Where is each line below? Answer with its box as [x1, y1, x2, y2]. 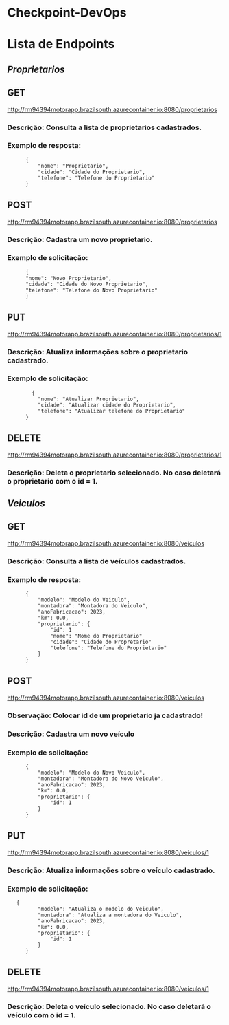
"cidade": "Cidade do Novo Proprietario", [25, 281, 149, 288]
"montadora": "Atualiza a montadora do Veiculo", [37, 911, 183, 918]
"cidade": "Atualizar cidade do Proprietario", [37, 401, 176, 409]
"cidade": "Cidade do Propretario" [50, 638, 152, 646]
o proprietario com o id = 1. [7, 476, 98, 486]
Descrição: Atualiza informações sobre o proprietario [7, 347, 189, 356]
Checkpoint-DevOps [7, 5, 127, 21]
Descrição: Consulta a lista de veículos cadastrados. [7, 556, 186, 565]
